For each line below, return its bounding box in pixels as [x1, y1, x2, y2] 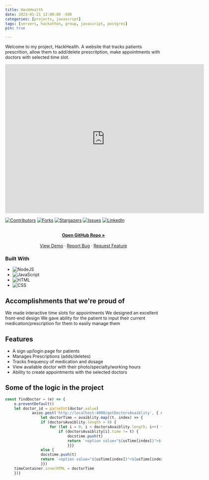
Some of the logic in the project [5, 384, 104, 392]
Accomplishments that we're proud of [5, 297, 125, 305]
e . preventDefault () [14, 401, 55, 406]
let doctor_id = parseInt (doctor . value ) [14, 406, 99, 411]
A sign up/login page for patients [12, 348, 80, 354]
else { [40, 448, 55, 453]
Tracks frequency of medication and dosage [12, 359, 103, 365]
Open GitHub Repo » [62, 232, 105, 239]
